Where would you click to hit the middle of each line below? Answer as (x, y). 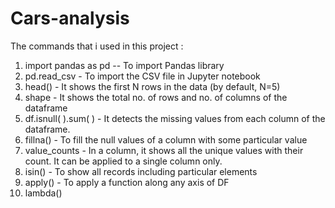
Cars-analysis (70, 18)
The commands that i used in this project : (97, 46)
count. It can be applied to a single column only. (123, 161)
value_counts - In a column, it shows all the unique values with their (164, 150)
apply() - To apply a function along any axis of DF (127, 182)
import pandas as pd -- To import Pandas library (124, 65)
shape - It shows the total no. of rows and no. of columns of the (156, 97)
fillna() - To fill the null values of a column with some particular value (166, 139)
